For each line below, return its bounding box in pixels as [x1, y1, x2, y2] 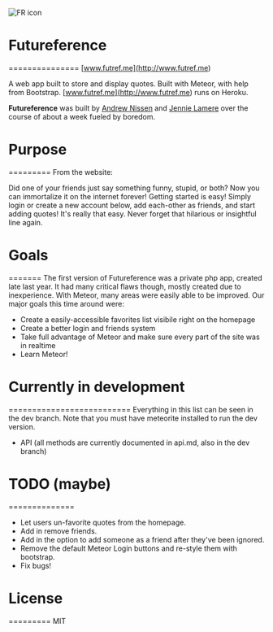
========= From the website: [8, 167, 114, 177]
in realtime [19, 340, 56, 350]
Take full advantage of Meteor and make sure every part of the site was [19, 332, 260, 342]
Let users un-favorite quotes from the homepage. [19, 517, 187, 527]
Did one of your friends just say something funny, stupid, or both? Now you [8, 183, 260, 193]
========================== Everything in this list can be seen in [8, 404, 253, 414]
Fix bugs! [19, 560, 51, 570]
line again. [8, 217, 43, 227]
